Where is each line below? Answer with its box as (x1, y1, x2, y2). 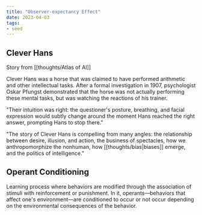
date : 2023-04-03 (6, 14, 50, 20)
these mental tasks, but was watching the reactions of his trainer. (6, 94, 168, 102)
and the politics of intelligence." (6, 150, 85, 157)
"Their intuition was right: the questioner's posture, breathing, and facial (6, 106, 185, 114)
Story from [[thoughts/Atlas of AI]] (6, 64, 91, 71)
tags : (6, 20, 20, 26)
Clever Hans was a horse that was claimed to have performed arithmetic (6, 76, 185, 83)
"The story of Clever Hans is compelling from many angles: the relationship (6, 130, 192, 138)
